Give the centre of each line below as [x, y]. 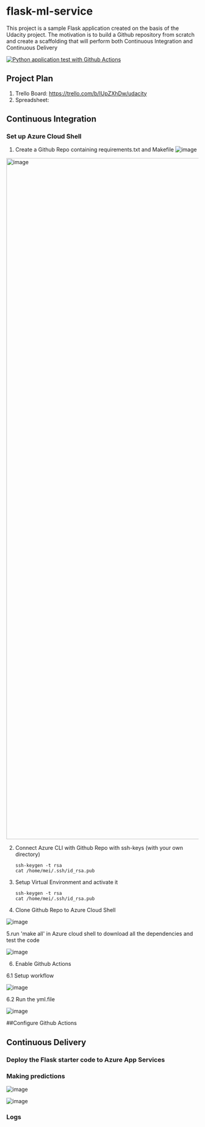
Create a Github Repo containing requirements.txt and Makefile [94, 150]
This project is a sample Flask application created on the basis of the [93, 28]
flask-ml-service [50, 11]
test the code [23, 940]
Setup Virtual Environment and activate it [67, 882]
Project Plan [30, 78]
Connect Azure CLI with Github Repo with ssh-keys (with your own [99, 848]
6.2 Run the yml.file [31, 999]
